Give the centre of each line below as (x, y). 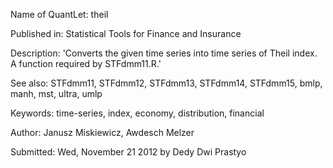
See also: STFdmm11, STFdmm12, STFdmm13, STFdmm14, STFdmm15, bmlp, (166, 83)
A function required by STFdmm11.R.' (86, 63)
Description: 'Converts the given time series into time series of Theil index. (164, 53)
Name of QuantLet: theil (59, 14)
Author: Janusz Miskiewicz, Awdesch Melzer (102, 132)
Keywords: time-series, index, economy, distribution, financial (137, 113)
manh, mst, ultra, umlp (56, 93)
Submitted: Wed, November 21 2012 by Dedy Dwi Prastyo (128, 152)
